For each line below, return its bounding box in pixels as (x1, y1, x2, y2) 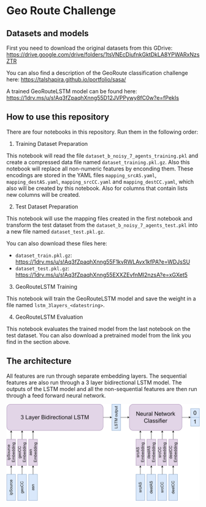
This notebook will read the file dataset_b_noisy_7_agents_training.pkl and (6, 151, 199, 159)
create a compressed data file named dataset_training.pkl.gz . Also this (6, 158, 190, 166)
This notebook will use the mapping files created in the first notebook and (6, 215, 193, 222)
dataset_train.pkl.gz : (15, 251, 72, 259)
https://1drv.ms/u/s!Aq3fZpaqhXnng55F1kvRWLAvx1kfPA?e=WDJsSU (15, 258, 191, 265)
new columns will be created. (6, 191, 81, 198)
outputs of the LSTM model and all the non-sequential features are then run (6, 385, 197, 392)
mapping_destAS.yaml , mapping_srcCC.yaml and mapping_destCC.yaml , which (6, 178, 194, 185)
